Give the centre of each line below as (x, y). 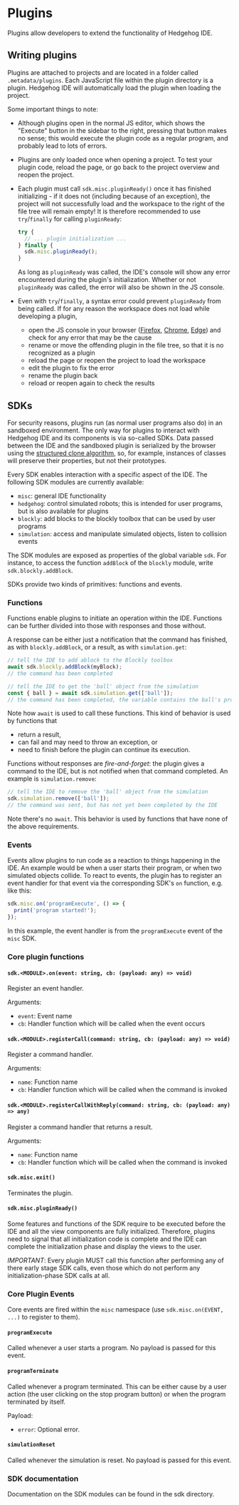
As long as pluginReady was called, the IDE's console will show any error (124, 272)
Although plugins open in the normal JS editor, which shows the (111, 123)
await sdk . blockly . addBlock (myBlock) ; (65, 667)
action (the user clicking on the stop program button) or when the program (117, 1394)
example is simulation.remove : (52, 779)
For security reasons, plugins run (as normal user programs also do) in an (115, 422)
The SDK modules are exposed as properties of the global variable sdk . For (117, 555)
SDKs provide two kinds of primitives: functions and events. (95, 584)
